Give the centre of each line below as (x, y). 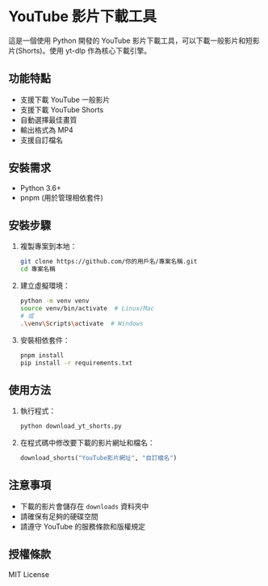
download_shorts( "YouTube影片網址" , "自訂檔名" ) (98, 458)
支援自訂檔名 (41, 140)
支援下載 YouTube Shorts (62, 109)
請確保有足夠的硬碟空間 (59, 516)
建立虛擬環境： (45, 286)
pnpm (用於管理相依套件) (61, 197)
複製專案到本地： (48, 247)
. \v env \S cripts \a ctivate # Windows (82, 323)
